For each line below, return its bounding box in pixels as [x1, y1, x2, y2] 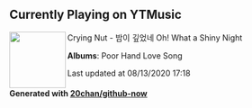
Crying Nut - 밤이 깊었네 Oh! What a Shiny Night [67, 31, 243, 43]
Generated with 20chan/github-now [9, 88, 148, 99]
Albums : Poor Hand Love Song [67, 49, 183, 61]
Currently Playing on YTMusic [9, 7, 182, 22]
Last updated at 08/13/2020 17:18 [67, 67, 191, 78]
